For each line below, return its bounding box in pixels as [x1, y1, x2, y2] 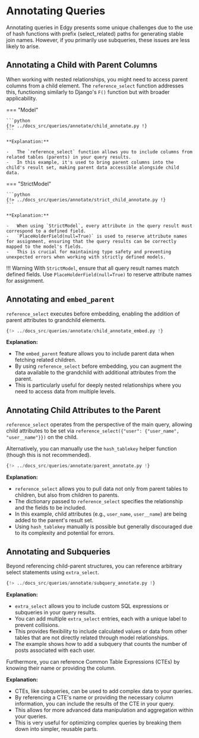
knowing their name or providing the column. [6, 664, 116, 671]
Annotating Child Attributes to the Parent [6, 405, 161, 415]
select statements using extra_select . [6, 569, 100, 576]
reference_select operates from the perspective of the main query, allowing [6, 421, 192, 428]
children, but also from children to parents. [14, 491, 119, 499]
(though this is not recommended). [6, 452, 91, 459]
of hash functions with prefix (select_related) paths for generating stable [6, 30, 184, 37]
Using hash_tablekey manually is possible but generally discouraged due [14, 523, 193, 530]
